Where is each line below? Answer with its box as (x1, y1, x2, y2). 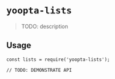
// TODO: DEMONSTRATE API (6, 67, 72, 73)
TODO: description (21, 22, 69, 30)
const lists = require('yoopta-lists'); (6, 57, 111, 63)
